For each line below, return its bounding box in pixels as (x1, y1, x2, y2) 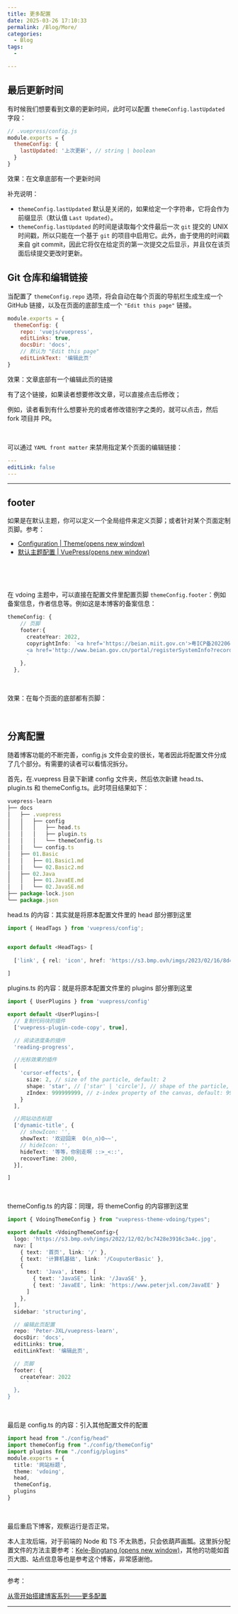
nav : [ (13, 1242, 33, 1249)
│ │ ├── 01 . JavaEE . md (7, 877, 84, 884)
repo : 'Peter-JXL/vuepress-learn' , (13, 1328, 119, 1335)
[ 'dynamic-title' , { (13, 1122, 74, 1130)
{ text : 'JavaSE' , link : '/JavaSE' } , (33, 1275, 147, 1282)
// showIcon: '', (20, 1129, 72, 1136)
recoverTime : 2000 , (20, 1155, 78, 1162)
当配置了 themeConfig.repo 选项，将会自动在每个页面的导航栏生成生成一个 (7, 292, 223, 300)
